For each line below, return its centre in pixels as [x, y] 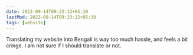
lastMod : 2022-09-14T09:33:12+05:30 [51, 17]
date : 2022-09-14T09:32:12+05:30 [47, 12]
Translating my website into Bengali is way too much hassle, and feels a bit [97, 40]
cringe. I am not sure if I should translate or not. [64, 46]
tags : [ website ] [26, 22]
